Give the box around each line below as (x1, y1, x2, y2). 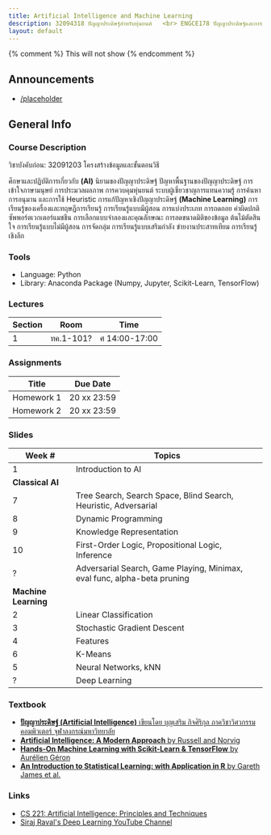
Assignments (8, 357, 62, 369)
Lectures (8, 298, 44, 310)
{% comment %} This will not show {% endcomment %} (8, 49, 195, 59)
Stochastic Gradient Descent (75, 622, 185, 634)
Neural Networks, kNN (75, 662, 161, 673)
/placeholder (19, 94, 63, 103)
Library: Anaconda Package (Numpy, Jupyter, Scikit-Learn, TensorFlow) (19, 278, 260, 288)
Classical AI (12, 477, 59, 488)
